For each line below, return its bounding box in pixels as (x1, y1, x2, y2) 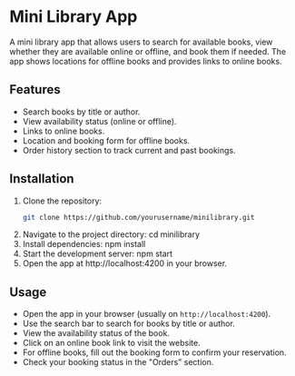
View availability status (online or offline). (22, 115, 177, 126)
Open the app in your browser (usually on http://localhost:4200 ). (22, 309, 271, 320)
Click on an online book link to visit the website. (22, 338, 202, 349)
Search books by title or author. (22, 106, 141, 117)
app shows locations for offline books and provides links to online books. (9, 55, 283, 66)
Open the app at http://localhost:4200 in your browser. (22, 258, 228, 269)
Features (9, 82, 61, 97)
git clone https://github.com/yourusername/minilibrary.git (22, 213, 255, 222)
